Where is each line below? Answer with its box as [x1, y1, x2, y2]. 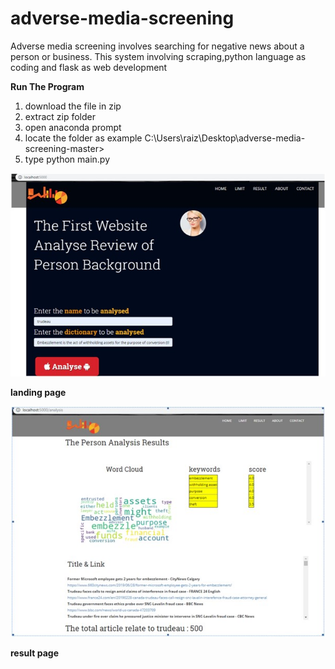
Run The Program [10, 80, 85, 92]
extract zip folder [24, 110, 96, 122]
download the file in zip [24, 100, 122, 112]
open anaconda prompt [24, 121, 122, 133]
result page [10, 647, 59, 659]
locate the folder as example [24, 132, 143, 144]
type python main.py [24, 153, 111, 165]
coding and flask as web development [10, 61, 168, 73]
